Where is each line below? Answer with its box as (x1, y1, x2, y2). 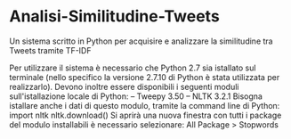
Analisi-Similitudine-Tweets (9, 6, 220, 27)
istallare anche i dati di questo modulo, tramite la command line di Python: (9, 100, 280, 110)
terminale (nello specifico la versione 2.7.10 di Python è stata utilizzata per (9, 71, 280, 82)
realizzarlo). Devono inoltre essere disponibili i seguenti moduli (9, 81, 239, 92)
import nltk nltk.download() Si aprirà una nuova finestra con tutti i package (9, 110, 282, 120)
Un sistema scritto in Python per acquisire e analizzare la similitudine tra (9, 36, 273, 46)
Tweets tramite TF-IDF (9, 45, 92, 55)
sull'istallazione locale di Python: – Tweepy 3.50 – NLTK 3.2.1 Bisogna (9, 91, 263, 102)
